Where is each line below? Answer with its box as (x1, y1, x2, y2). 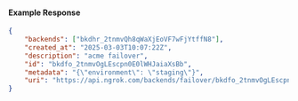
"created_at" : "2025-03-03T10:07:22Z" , (24, 43, 173, 52)
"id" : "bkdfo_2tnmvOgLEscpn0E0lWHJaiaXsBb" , (24, 59, 192, 68)
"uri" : (24, 76, 49, 85)
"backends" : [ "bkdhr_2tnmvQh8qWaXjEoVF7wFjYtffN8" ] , (24, 35, 224, 44)
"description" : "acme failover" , (24, 51, 149, 60)
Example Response (8, 7, 81, 18)
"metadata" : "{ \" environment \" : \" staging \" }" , (24, 67, 204, 77)
